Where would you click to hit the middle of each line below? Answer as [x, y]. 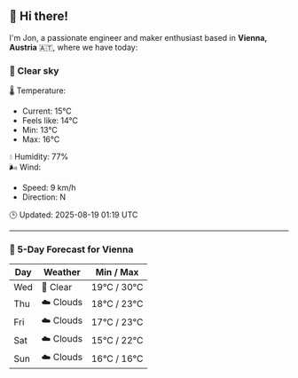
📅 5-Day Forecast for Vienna [71, 249]
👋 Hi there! [39, 16]
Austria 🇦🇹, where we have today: [74, 47]
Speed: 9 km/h [49, 188]
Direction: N [44, 197]
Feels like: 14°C [50, 121]
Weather [62, 272]
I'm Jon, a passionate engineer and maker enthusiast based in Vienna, [138, 37]
